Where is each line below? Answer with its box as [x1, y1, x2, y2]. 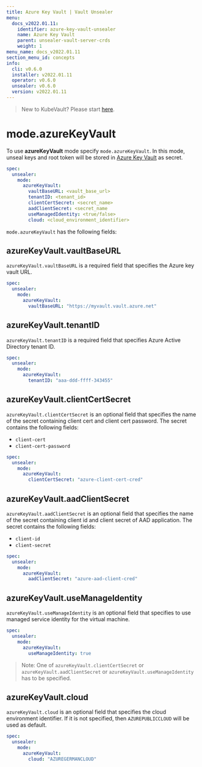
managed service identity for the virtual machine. [6, 616, 130, 623]
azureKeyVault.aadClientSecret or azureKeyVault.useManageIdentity [21, 668, 194, 675]
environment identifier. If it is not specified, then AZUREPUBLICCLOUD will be [6, 715, 190, 722]
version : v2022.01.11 [12, 89, 67, 95]
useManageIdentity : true [28, 650, 92, 656]
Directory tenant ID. [6, 342, 56, 350]
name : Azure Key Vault [17, 32, 75, 38]
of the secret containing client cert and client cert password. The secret [6, 417, 187, 425]
